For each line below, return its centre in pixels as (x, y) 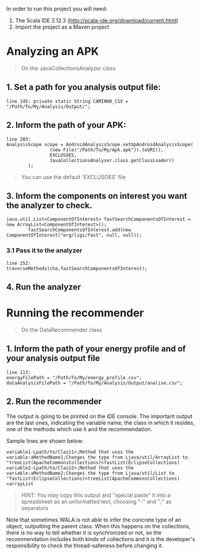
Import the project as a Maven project (62, 27)
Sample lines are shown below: (45, 441)
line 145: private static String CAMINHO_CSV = (68, 101)
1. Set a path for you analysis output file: (84, 87)
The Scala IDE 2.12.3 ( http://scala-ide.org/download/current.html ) (97, 20)
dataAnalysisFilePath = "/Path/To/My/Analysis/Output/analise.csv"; (94, 383)
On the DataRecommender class (61, 330)
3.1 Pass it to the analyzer (44, 251)
